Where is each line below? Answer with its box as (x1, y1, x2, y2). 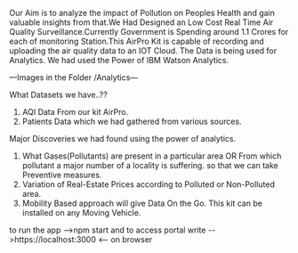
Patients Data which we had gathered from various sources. (21, 116, 242, 126)
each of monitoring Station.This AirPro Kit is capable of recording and (9, 36, 264, 46)
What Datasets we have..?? (9, 89, 109, 100)
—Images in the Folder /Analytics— (9, 72, 139, 83)
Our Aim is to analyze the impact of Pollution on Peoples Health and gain (9, 8, 276, 18)
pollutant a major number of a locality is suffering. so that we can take (21, 160, 278, 170)
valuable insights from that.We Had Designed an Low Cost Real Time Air (9, 17, 274, 28)
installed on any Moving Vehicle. (21, 208, 141, 217)
